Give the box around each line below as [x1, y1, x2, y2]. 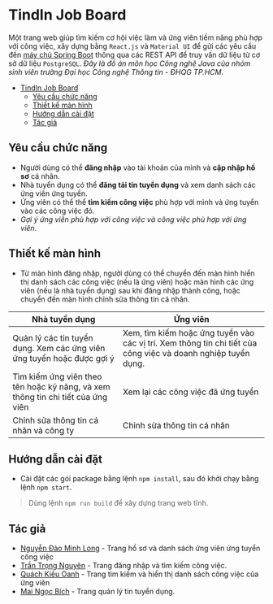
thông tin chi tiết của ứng [12, 391, 108, 402]
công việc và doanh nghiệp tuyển [123, 347, 250, 358]
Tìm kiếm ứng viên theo [12, 371, 102, 382]
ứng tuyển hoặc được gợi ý [12, 352, 115, 363]
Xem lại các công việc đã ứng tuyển [123, 386, 259, 398]
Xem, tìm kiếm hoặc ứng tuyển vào [123, 327, 255, 338]
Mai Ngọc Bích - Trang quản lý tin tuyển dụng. [19, 587, 175, 597]
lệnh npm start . [19, 482, 72, 493]
